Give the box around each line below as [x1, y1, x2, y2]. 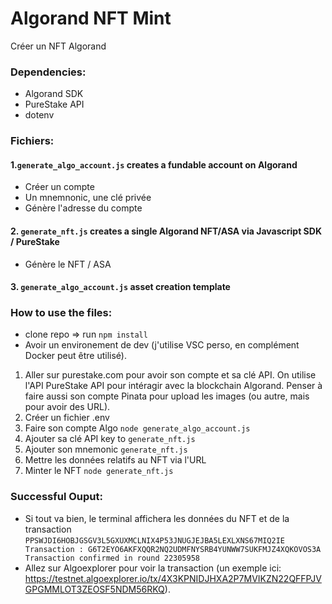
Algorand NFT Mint [10, 7, 172, 30]
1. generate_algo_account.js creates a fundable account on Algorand [10, 158, 298, 171]
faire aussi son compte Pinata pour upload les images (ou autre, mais [24, 390, 310, 402]
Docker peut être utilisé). [24, 350, 128, 362]
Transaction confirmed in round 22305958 [24, 553, 200, 563]
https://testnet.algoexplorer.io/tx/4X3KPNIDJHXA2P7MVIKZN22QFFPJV [24, 572, 322, 584]
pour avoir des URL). [24, 401, 111, 413]
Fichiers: [10, 134, 55, 148]
